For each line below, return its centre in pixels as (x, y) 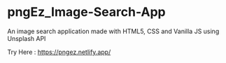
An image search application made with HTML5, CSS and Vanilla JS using (113, 31)
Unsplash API (27, 38)
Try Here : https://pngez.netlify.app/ (59, 52)
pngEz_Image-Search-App (86, 12)
